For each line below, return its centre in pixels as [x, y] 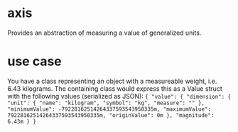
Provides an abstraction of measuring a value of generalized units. [104, 33]
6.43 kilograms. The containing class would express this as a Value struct [115, 88]
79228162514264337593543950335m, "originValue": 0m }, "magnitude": [111, 115]
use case [34, 61]
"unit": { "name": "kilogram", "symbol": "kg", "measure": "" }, [106, 103]
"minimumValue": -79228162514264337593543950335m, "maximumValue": [109, 109]
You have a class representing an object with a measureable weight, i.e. [112, 81]
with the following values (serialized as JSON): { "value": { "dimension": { [119, 96]
